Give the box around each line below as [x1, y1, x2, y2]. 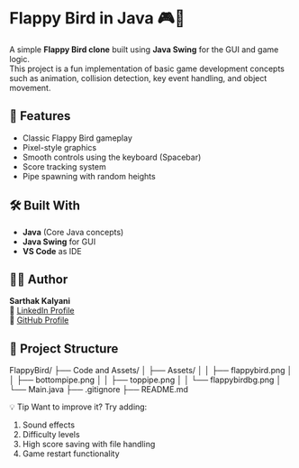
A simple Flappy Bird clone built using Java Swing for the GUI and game [9, 43, 279, 55]
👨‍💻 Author [9, 271, 68, 287]
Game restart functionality [22, 448, 120, 459]
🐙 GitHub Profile [9, 315, 69, 326]
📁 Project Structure [9, 341, 119, 356]
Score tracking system [22, 161, 106, 172]
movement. [9, 82, 51, 93]
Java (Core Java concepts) [22, 226, 124, 237]
